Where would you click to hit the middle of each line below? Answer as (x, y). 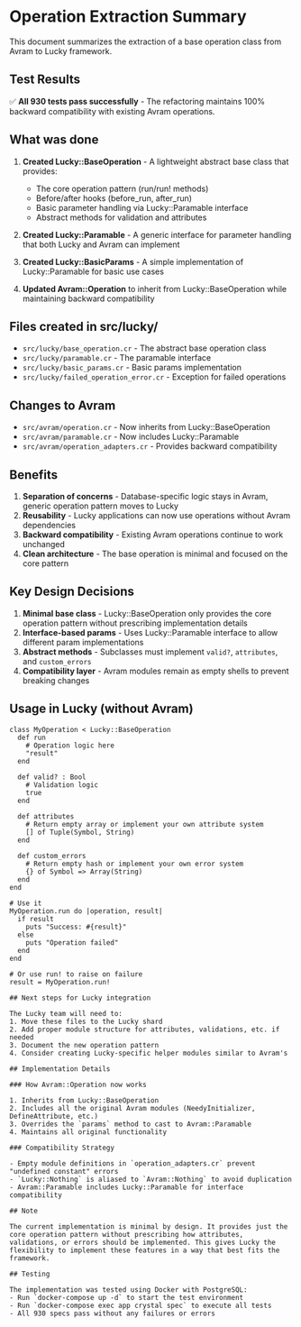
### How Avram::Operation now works (78, 1084)
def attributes (46, 816)
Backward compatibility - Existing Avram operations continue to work (153, 535)
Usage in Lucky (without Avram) (101, 709)
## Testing (30, 1274)
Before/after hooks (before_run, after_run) (114, 198)
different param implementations (83, 642)
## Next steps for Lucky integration (80, 998)
